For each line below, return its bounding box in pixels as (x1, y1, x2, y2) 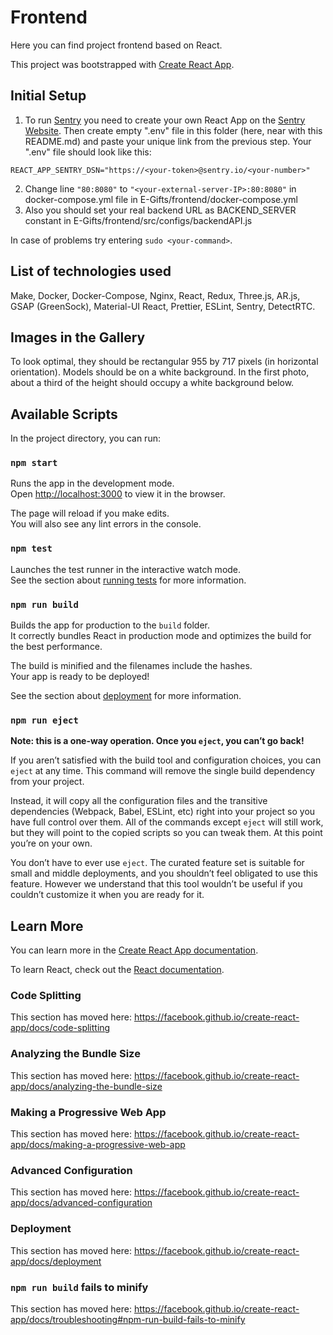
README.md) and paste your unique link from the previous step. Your (24, 135, 312, 147)
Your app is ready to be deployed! (10, 671, 150, 683)
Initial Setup (10, 87, 87, 105)
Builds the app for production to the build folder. (10, 619, 211, 631)
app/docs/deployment (10, 1255, 102, 1267)
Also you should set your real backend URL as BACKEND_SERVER (24, 204, 297, 216)
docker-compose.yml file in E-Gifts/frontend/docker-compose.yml (24, 193, 298, 205)
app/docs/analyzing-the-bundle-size (10, 1080, 163, 1092)
